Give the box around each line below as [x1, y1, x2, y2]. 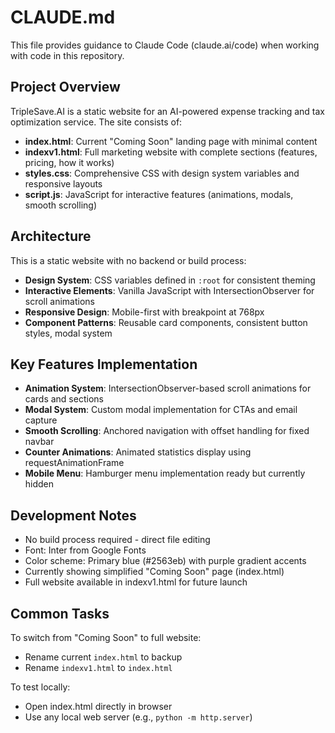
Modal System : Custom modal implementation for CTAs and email [24, 404, 298, 416]
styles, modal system [24, 327, 113, 339]
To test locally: [10, 681, 71, 693]
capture [24, 414, 58, 426]
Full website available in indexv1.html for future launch [24, 576, 248, 588]
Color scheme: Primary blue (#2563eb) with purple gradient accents [24, 555, 307, 567]
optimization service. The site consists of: [10, 116, 183, 128]
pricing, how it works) [24, 156, 115, 168]
